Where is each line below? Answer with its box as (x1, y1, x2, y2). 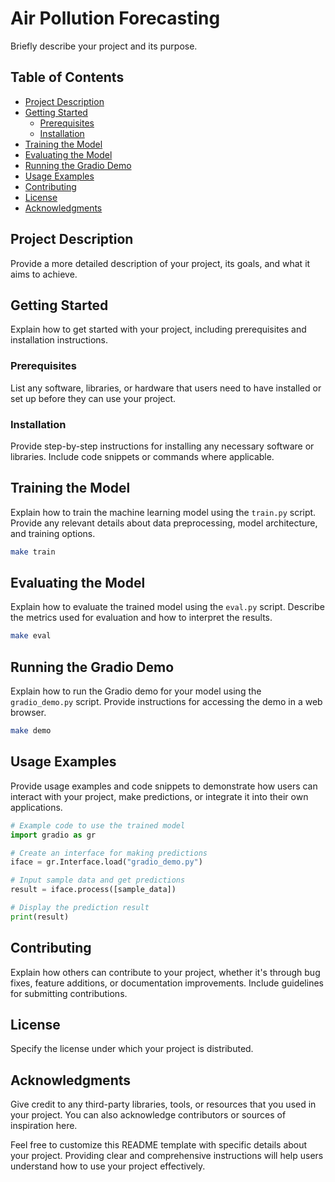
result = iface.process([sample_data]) (10, 885, 177, 895)
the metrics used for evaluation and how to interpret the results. (10, 612, 273, 624)
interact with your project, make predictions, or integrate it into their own (10, 790, 309, 802)
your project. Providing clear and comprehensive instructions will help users (10, 1150, 324, 1162)
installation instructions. (10, 334, 109, 346)
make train (10, 547, 56, 557)
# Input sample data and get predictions (10, 875, 186, 886)
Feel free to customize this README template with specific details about (10, 1139, 308, 1151)
